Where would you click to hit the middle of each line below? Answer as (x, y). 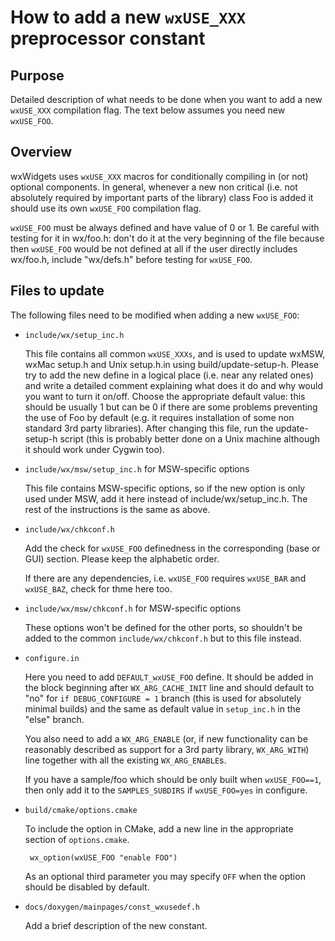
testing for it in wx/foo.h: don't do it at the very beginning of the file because (167, 238)
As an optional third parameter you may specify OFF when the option (165, 876)
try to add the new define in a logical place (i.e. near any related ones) (169, 375)
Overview (41, 152)
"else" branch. (54, 719)
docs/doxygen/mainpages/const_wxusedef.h (112, 907)
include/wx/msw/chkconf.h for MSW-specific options (133, 608)
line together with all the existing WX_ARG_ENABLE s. (125, 760)
